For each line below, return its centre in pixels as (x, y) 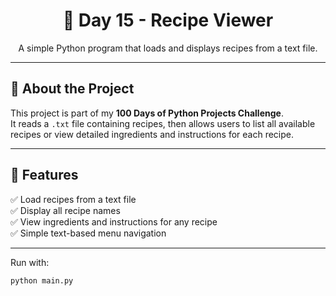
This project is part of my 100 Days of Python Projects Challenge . (147, 113)
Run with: (30, 262)
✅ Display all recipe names (65, 210)
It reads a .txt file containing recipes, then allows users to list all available (163, 123)
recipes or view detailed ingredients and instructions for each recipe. (152, 134)
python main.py (42, 280)
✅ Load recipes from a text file (73, 199)
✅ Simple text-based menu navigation (88, 233)
